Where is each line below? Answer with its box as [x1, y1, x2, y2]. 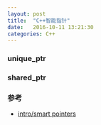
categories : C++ [7, 30, 55, 38]
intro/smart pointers [17, 109, 76, 118]
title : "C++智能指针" [7, 17, 70, 24]
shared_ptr [7, 72, 46, 82]
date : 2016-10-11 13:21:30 [7, 23, 94, 31]
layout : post [7, 10, 46, 18]
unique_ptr [7, 54, 46, 64]
